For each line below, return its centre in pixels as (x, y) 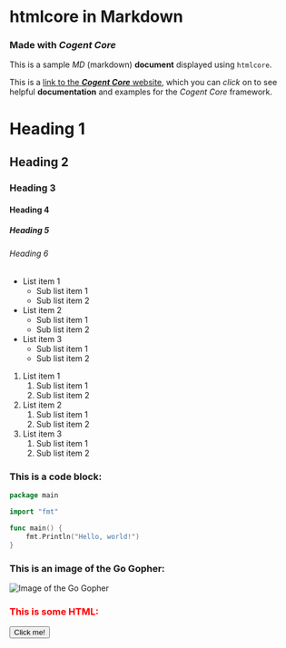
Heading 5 (30, 231)
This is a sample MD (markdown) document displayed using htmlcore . (141, 64)
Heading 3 (33, 188)
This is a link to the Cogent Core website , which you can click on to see (143, 83)
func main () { (36, 528)
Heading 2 (39, 162)
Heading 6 (29, 253)
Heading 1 (48, 128)
